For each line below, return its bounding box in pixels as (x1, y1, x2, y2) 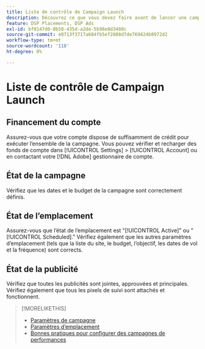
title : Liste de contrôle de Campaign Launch (6, 9, 124, 15)
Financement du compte (6, 117, 101, 128)
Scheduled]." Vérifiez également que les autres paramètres (42, 233, 192, 241)
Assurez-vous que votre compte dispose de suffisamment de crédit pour (6, 133, 189, 141)
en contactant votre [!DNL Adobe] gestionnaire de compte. (6, 153, 154, 160)
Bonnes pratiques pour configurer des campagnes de (30, 330, 166, 337)
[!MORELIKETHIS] (21, 305, 67, 312)
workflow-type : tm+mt (6, 37, 62, 43)
